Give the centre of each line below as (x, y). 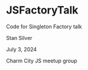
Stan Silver (19, 38)
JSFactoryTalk (42, 10)
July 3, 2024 (22, 49)
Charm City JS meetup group (42, 61)
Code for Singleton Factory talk (44, 26)
